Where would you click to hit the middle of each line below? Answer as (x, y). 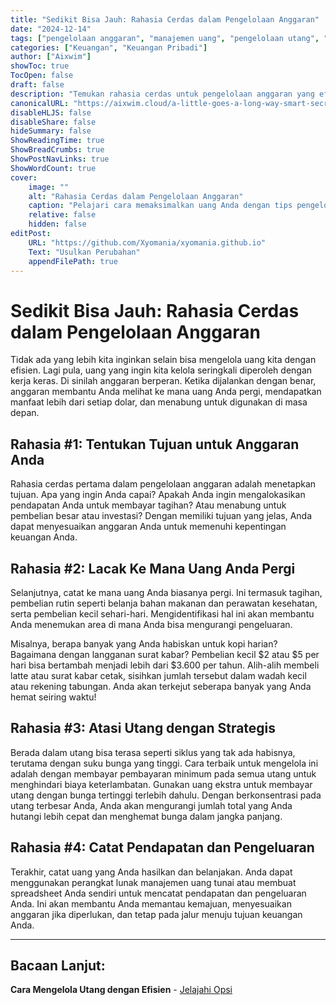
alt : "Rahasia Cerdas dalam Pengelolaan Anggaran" (136, 196)
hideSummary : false (51, 131)
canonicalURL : (40, 103)
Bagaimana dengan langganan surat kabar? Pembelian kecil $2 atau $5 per (165, 654)
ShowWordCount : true (53, 168)
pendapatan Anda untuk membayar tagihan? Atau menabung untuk (148, 505)
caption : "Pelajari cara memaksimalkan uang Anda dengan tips (160, 206)
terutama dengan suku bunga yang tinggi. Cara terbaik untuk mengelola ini (164, 763)
